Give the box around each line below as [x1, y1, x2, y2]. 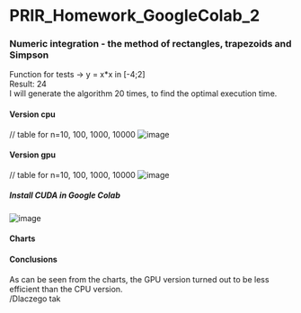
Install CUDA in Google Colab [9, 190, 121, 201]
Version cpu [9, 109, 56, 120]
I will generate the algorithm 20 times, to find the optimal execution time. [9, 88, 278, 99]
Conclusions [9, 254, 58, 265]
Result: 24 [9, 78, 48, 90]
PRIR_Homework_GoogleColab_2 [9, 5, 261, 26]
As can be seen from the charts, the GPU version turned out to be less [9, 273, 270, 284]
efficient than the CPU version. [9, 283, 123, 294]
